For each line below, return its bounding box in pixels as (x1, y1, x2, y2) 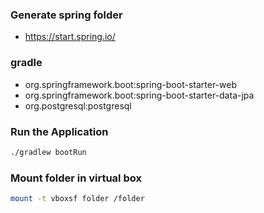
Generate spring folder (10, 8, 123, 22)
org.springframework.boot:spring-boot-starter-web (24, 78, 237, 90)
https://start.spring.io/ (24, 31, 116, 43)
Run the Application (10, 124, 109, 138)
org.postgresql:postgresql (24, 99, 132, 112)
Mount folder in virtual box (10, 171, 142, 185)
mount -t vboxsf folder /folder (10, 194, 145, 204)
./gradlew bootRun (10, 147, 87, 157)
